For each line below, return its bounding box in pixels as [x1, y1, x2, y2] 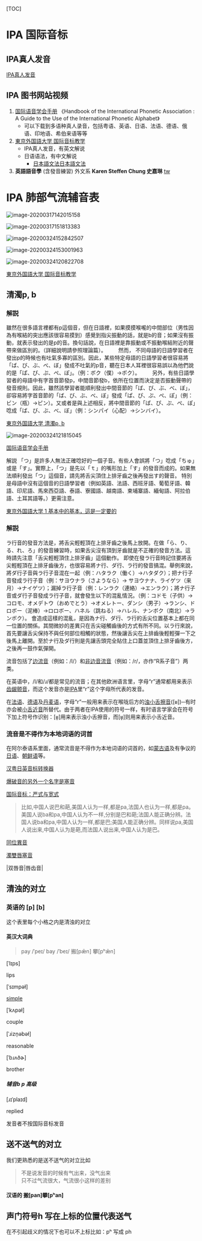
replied [6, 1107, 24, 1114]
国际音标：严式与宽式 [6, 791, 59, 798]
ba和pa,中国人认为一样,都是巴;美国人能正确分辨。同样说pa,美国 [37, 818, 194, 826]
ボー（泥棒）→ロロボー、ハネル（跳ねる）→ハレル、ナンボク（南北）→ [11, 607, 190, 614]
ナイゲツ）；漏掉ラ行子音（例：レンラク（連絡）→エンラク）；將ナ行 [22, 584, 191, 592]
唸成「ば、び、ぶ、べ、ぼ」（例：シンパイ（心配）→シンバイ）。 [6, 407, 164, 414]
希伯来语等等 [55, 130, 88, 137]
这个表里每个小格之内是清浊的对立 [6, 918, 91, 925]
